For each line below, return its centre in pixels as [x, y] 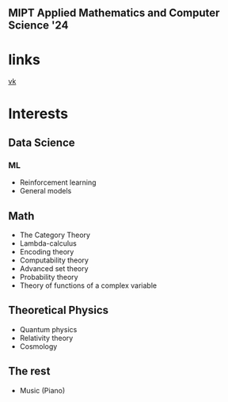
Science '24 [38, 26]
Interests [38, 113]
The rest [29, 371]
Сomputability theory [54, 260]
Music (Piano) [42, 390]
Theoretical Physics [59, 310]
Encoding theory [47, 252]
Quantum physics [48, 329]
